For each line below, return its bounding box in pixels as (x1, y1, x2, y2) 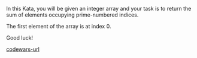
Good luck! (6, 34, 34, 41)
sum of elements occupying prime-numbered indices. (6, 11, 139, 18)
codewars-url (6, 46, 40, 53)
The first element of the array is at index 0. (6, 23, 111, 30)
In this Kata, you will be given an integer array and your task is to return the (6, 5, 192, 12)
